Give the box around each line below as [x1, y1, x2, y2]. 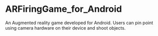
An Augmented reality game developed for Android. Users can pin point [5, 20, 153, 26]
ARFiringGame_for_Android [5, 3, 122, 15]
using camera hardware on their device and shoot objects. [5, 25, 126, 31]
